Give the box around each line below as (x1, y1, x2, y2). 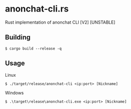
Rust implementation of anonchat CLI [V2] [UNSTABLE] (5, 19, 115, 25)
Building (5, 33, 31, 41)
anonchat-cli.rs (5, 3, 69, 14)
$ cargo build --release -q (5, 46, 62, 51)
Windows (5, 90, 24, 95)
